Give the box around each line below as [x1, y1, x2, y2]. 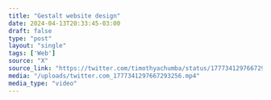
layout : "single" [8, 42, 67, 50]
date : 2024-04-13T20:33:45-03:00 [8, 19, 121, 27]
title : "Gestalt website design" [8, 11, 121, 20]
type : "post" [8, 34, 52, 43]
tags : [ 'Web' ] [8, 49, 56, 57]
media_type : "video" [8, 79, 78, 87]
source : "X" [8, 57, 48, 65]
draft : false [8, 27, 52, 35]
